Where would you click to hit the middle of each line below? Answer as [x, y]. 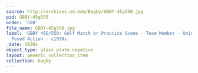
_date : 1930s [22, 45]
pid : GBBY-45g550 [27, 17]
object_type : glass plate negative [50, 50]
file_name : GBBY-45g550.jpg [41, 28]
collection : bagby [29, 61]
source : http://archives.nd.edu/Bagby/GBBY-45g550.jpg [75, 11]
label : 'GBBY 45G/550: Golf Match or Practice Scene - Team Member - [93, 34]
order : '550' [22, 22]
